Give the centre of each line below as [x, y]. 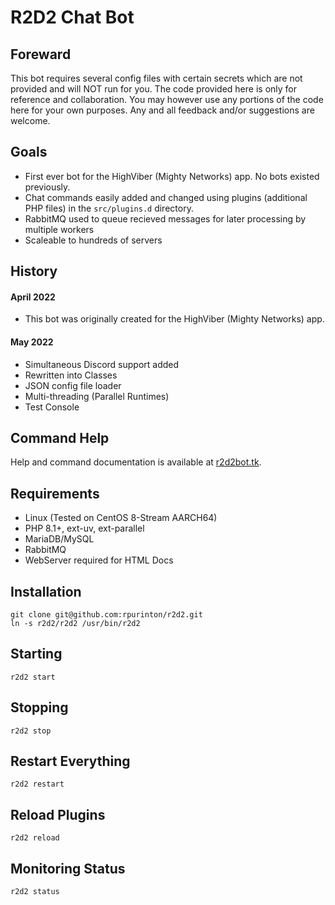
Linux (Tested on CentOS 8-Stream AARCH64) [121, 518]
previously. [47, 187]
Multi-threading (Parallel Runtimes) [97, 396]
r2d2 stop [31, 731]
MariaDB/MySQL [59, 539]
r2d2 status [35, 892]
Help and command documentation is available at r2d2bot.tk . [136, 462]
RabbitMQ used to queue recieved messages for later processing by [165, 218]
